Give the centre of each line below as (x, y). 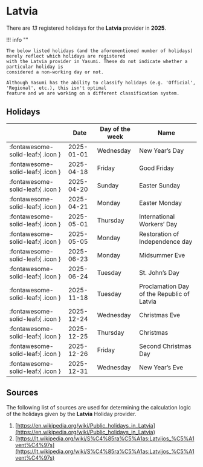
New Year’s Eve (161, 367)
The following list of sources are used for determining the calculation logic (99, 407)
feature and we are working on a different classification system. (93, 93)
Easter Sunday (159, 185)
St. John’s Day (159, 272)
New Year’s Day (161, 150)
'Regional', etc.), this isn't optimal (56, 88)
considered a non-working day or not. (55, 72)
